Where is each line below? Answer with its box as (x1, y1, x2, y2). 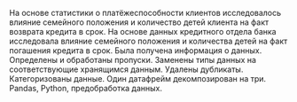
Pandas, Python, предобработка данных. (9, 83, 162, 93)
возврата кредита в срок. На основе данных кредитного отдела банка (9, 27, 277, 36)
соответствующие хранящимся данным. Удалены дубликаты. (9, 64, 244, 75)
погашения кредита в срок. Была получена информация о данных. (9, 45, 262, 56)
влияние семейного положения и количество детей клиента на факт (9, 17, 270, 27)
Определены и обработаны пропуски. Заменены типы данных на (9, 55, 257, 65)
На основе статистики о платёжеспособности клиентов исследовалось (9, 8, 282, 18)
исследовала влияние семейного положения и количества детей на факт (9, 35, 288, 46)
